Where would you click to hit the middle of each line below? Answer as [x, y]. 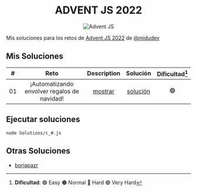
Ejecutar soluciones [43, 119]
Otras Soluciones [38, 151]
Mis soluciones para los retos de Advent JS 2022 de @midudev [83, 38]
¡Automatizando [52, 84]
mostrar [104, 92]
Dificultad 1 [172, 73]
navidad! [52, 99]
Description [104, 73]
